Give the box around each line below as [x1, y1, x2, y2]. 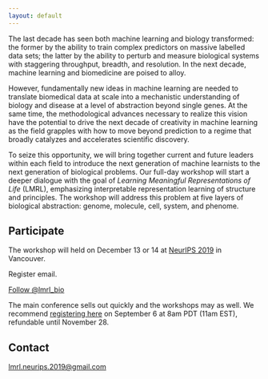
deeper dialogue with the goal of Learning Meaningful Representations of [8, 175, 250, 185]
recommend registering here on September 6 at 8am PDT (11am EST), [8, 309, 238, 319]
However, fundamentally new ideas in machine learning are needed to [8, 83, 238, 93]
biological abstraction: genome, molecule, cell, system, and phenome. [8, 201, 239, 211]
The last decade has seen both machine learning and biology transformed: [8, 34, 254, 43]
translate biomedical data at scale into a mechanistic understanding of [8, 91, 240, 101]
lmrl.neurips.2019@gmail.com [8, 362, 106, 372]
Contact [8, 341, 50, 354]
